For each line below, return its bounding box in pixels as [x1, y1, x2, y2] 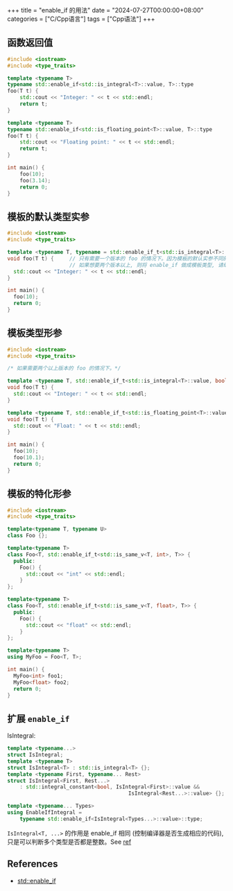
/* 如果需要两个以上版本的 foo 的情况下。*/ [7, 365, 121, 372]
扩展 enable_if [7, 713, 70, 725]
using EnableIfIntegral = [7, 809, 82, 816]
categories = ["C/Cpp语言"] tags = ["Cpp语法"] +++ [7, 15, 155, 23]
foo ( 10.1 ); [13, 454, 45, 461]
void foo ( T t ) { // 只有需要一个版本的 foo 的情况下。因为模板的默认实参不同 [7, 255, 223, 262]
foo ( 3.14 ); [19, 177, 51, 184]
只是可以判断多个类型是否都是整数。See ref [7, 838, 132, 846]
